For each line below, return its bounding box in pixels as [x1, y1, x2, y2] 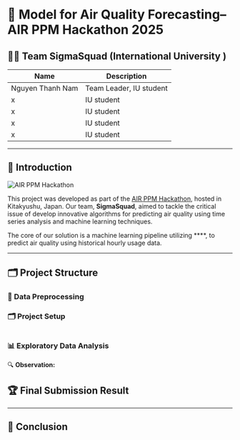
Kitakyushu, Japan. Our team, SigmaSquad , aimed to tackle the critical [7, 201, 216, 210]
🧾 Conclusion [7, 421, 68, 433]
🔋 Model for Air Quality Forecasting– [7, 6, 226, 23]
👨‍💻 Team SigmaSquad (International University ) [7, 50, 227, 62]
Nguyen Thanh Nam [11, 84, 79, 93]
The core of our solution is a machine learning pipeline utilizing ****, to [7, 231, 216, 239]
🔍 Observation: [7, 360, 56, 369]
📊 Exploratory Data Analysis [7, 341, 109, 351]
